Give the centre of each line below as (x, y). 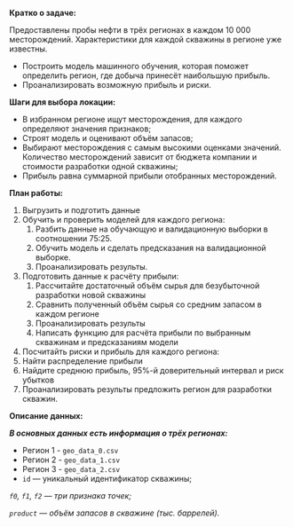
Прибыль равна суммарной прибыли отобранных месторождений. (149, 176)
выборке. (53, 257)
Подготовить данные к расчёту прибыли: (100, 276)
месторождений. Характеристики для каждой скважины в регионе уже (146, 39)
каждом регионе (67, 314)
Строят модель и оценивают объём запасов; (107, 138)
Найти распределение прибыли (83, 361)
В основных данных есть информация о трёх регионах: (119, 433)
